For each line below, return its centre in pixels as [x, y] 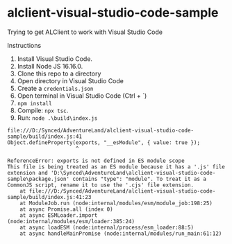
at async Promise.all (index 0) [66, 209]
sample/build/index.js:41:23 [49, 197]
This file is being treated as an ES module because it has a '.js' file [116, 167]
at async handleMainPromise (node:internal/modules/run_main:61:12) [121, 234]
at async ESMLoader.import [59, 215]
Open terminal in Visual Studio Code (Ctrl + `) [82, 96]
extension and [28, 173]
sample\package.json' [39, 179]
